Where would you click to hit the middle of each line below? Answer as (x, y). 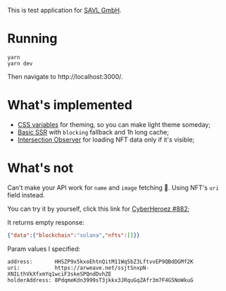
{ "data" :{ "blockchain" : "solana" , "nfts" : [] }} (74, 235)
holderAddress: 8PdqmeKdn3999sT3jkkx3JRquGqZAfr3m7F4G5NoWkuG (100, 280)
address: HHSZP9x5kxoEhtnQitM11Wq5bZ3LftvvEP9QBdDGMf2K (100, 261)
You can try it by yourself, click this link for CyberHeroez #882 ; (99, 209)
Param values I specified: (44, 249)
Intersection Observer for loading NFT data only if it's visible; (106, 140)
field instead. (26, 195)
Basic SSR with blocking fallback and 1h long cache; (93, 132)
